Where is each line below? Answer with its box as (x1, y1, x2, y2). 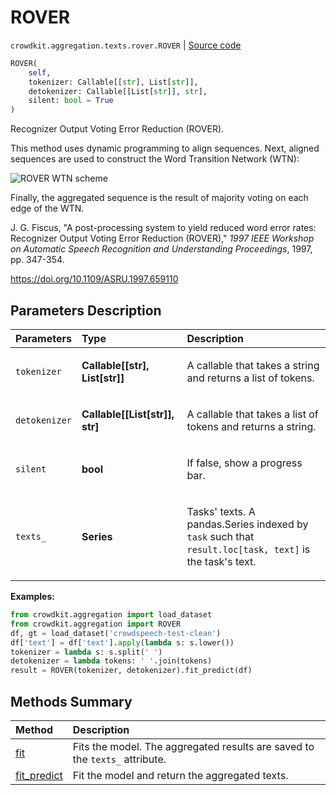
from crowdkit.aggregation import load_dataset (10, 610, 213, 620)
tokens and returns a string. (186, 420, 317, 433)
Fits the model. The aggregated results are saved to (72, 739, 315, 753)
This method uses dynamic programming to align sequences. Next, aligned (10, 142, 320, 155)
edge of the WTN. (10, 202, 85, 215)
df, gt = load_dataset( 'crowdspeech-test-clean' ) (10, 628, 222, 638)
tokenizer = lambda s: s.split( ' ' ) (10, 647, 163, 657)
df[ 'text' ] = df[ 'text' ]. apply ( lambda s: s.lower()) (10, 637, 235, 648)
